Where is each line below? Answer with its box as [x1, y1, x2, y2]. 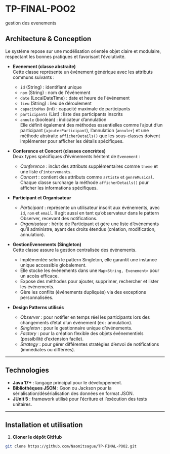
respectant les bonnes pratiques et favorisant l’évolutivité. [5, 53, 126, 59]
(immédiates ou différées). [20, 346, 75, 352]
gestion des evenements [5, 20, 57, 26]
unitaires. [12, 401, 32, 407]
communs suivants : [12, 74, 55, 80]
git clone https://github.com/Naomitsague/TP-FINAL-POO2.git [5, 444, 137, 449]
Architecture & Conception [5, 35, 92, 43]
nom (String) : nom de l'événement [20, 89, 91, 96]
